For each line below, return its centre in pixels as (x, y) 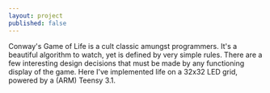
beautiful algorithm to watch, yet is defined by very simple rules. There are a (135, 55)
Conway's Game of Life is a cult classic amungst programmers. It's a (123, 46)
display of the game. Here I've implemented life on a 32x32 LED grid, (123, 71)
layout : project (36, 16)
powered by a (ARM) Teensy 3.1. (62, 80)
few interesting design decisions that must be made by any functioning (127, 63)
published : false (38, 23)
